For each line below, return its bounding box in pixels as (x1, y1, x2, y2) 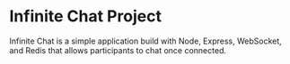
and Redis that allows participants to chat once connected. (9, 44, 227, 55)
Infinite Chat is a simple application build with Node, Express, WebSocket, (9, 36, 283, 46)
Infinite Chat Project (9, 6, 162, 27)
